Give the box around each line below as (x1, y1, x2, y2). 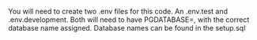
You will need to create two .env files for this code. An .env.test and (8, 7, 228, 16)
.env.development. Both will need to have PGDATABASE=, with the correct (8, 15, 250, 24)
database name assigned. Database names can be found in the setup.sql (8, 24, 246, 32)
